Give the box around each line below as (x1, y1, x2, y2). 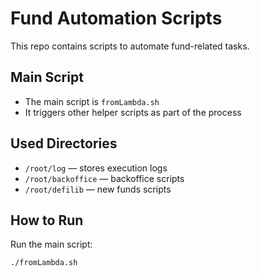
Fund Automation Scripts (10, 7, 223, 30)
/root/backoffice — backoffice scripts (24, 172, 185, 184)
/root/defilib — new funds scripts (24, 183, 172, 195)
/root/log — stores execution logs (24, 162, 168, 174)
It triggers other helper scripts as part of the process (24, 106, 242, 118)
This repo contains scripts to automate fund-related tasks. (10, 40, 250, 52)
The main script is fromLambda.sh (24, 95, 160, 107)
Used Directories (10, 135, 118, 152)
